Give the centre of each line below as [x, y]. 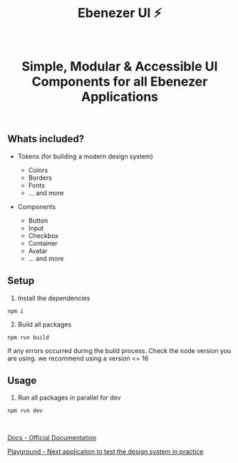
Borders [40, 178]
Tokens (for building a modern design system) [85, 156]
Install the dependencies [54, 298]
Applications [120, 97]
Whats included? [46, 139]
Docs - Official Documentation [52, 438]
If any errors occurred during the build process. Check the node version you [119, 350]
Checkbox [43, 235]
